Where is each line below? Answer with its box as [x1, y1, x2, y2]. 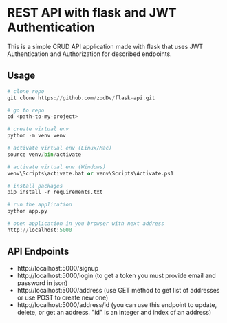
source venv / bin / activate [7, 150, 81, 158]
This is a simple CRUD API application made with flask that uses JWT [7, 42, 204, 50]
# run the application [7, 202, 72, 208]
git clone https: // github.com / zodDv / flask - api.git [7, 95, 155, 101]
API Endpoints [7, 246, 69, 257]
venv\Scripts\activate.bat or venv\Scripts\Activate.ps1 [7, 170, 174, 177]
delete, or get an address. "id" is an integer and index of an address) [17, 308, 212, 316]
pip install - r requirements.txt [7, 188, 103, 196]
